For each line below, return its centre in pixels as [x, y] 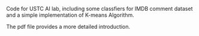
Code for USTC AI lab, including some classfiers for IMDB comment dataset [99, 9]
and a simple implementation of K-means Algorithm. [70, 15]
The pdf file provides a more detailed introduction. [68, 27]
